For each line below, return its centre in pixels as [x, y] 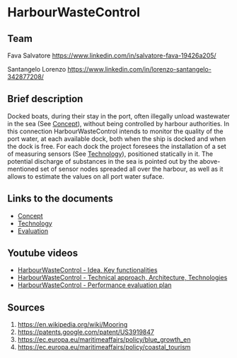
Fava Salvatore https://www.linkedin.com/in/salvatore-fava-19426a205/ [112, 55]
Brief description [45, 99]
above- [210, 161]
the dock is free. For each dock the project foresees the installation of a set [117, 146]
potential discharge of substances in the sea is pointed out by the [103, 161]
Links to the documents [60, 199]
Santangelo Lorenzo [37, 69]
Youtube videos [43, 253]
